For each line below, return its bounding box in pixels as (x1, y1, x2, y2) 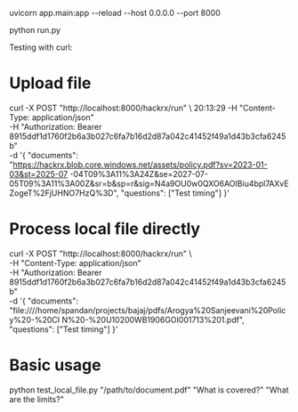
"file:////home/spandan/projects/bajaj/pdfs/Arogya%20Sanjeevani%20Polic (9, 304, 286, 315)
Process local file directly (9, 219, 201, 239)
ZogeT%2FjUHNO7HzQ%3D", (9, 187, 119, 198)
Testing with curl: (9, 42, 73, 53)
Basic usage (9, 355, 101, 376)
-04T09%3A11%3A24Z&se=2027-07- (69, 168, 209, 179)
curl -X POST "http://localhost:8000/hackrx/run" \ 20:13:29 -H (9, 102, 238, 113)
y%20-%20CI (9, 314, 60, 325)
